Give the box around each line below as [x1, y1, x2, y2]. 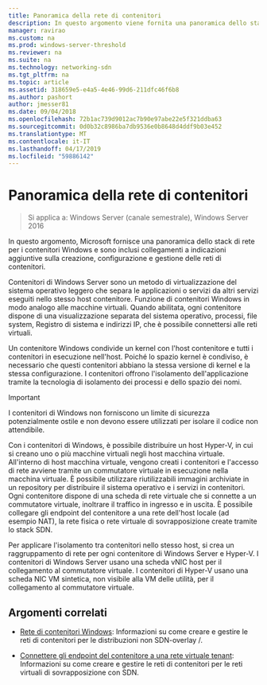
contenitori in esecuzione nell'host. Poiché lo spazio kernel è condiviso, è [8, 352, 249, 362]
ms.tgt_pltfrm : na [8, 71, 69, 79]
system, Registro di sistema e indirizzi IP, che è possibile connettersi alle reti [8, 320, 258, 329]
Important [8, 393, 41, 403]
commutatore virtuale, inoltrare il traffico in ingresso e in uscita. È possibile [8, 500, 253, 509]
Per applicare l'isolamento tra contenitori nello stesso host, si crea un [8, 540, 234, 550]
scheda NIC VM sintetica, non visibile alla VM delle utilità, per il [8, 574, 215, 584]
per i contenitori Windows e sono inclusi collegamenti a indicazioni [8, 245, 226, 255]
